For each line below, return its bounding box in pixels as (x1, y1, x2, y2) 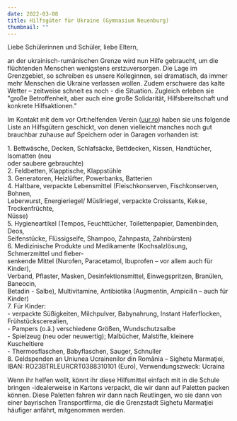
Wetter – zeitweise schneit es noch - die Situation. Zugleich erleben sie (7, 86, 214, 96)
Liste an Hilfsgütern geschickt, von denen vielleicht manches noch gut (7, 123, 212, 132)
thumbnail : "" (7, 23, 50, 30)
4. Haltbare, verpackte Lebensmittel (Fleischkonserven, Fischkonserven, (7, 182, 219, 190)
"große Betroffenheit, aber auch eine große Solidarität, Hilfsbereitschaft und (7, 94, 229, 103)
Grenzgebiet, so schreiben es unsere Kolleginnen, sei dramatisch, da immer (7, 71, 228, 80)
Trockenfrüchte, (7, 204, 54, 213)
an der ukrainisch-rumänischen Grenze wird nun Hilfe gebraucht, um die (7, 57, 219, 65)
